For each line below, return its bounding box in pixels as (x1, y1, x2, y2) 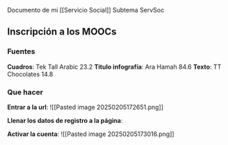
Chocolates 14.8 (7, 69, 54, 78)
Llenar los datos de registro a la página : (7, 116, 123, 124)
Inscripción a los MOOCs (7, 26, 117, 37)
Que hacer (7, 87, 44, 96)
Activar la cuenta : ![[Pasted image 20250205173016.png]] (7, 130, 175, 138)
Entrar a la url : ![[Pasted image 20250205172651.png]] (7, 103, 164, 111)
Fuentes (7, 46, 35, 56)
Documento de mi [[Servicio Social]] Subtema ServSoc (7, 6, 165, 14)
